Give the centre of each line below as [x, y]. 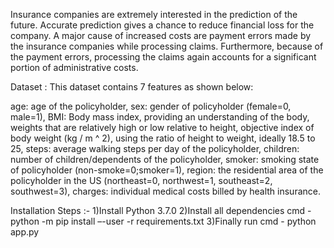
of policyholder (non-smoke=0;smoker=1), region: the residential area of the [167, 170]
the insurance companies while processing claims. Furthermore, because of [167, 46]
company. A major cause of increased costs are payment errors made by [161, 35]
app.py [25, 232]
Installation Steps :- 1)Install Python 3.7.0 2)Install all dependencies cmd [158, 210]
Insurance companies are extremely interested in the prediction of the [154, 14]
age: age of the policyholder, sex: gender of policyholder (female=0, [151, 106]
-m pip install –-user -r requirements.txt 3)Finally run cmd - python [179, 221]
